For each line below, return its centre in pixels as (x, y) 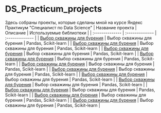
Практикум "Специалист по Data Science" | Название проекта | (71, 27)
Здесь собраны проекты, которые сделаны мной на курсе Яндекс (74, 22)
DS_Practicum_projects (54, 9)
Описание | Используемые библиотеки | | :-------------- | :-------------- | (81, 33)
